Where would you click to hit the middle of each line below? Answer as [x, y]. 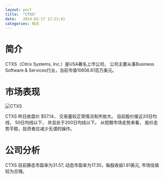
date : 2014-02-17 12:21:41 [35, 19]
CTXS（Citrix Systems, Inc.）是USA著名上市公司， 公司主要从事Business [80, 64]
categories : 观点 [22, 23]
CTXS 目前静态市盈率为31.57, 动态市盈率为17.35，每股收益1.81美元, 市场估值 [82, 165]
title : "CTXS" [21, 14]
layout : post [19, 10]
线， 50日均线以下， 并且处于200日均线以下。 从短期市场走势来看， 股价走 [82, 123]
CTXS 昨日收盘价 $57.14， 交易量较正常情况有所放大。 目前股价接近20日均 [81, 116]
